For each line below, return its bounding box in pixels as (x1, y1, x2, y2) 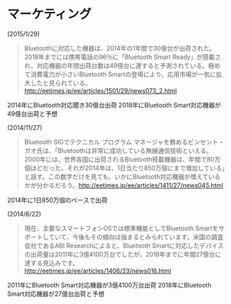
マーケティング (7, 6, 92, 22)
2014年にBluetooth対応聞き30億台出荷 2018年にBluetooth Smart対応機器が (7, 101, 221, 109)
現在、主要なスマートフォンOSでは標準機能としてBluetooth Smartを (24, 223, 219, 233)
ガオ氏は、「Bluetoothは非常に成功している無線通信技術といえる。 (24, 146, 213, 155)
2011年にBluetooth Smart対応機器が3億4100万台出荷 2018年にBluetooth (7, 280, 212, 289)
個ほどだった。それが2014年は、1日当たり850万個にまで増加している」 (24, 164, 225, 172)
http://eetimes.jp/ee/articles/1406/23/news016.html (24, 267, 171, 275)
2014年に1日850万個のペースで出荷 (7, 196, 108, 204)
